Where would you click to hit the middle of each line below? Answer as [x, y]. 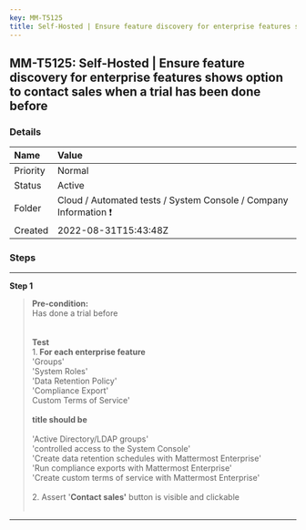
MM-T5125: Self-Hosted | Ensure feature [127, 63]
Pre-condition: [60, 304]
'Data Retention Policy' [74, 381]
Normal [73, 171]
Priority [30, 171]
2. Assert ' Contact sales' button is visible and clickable [135, 497]
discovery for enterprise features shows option [147, 77]
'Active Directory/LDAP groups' [90, 439]
